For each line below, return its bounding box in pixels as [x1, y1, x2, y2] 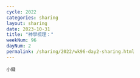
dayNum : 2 [6, 43, 32, 49]
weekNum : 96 [6, 37, 37, 43]
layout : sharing [6, 20, 47, 26]
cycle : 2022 [6, 9, 37, 15]
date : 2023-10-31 [6, 26, 51, 32]
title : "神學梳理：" [6, 32, 54, 38]
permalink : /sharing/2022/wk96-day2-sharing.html [6, 49, 135, 55]
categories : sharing [6, 15, 59, 21]
